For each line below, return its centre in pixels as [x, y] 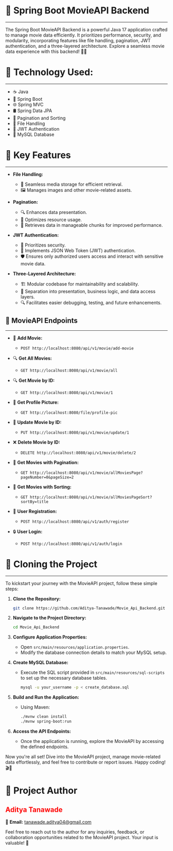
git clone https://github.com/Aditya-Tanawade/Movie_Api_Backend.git [89, 608]
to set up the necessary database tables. [64, 678]
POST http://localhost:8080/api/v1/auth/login [71, 544]
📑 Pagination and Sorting [39, 118]
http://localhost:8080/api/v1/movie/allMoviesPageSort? [91, 497]
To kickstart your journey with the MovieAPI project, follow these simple [81, 583]
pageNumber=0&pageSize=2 [47, 477]
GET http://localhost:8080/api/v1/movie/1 [67, 393]
